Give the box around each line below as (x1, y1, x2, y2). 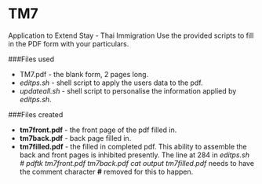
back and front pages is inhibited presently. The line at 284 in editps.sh (19, 150, 249, 160)
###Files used (8, 54, 55, 64)
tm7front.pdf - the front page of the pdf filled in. (19, 125, 177, 134)
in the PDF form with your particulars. (8, 39, 129, 48)
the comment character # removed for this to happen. (19, 167, 194, 176)
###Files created (8, 109, 64, 119)
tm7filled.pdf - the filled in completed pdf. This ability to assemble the (19, 142, 247, 151)
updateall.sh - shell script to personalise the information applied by (19, 86, 237, 95)
